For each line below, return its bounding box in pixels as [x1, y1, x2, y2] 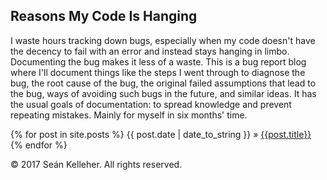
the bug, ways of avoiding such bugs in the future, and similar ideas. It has [10, 87, 317, 99]
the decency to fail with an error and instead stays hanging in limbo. [10, 45, 290, 57]
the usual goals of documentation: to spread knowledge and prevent [10, 98, 292, 110]
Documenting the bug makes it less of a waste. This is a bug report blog [10, 55, 307, 68]
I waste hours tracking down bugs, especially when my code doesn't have [10, 34, 316, 46]
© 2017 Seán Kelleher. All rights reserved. [10, 158, 183, 170]
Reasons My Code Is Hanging [10, 8, 198, 25]
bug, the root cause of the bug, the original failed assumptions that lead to [10, 77, 317, 89]
